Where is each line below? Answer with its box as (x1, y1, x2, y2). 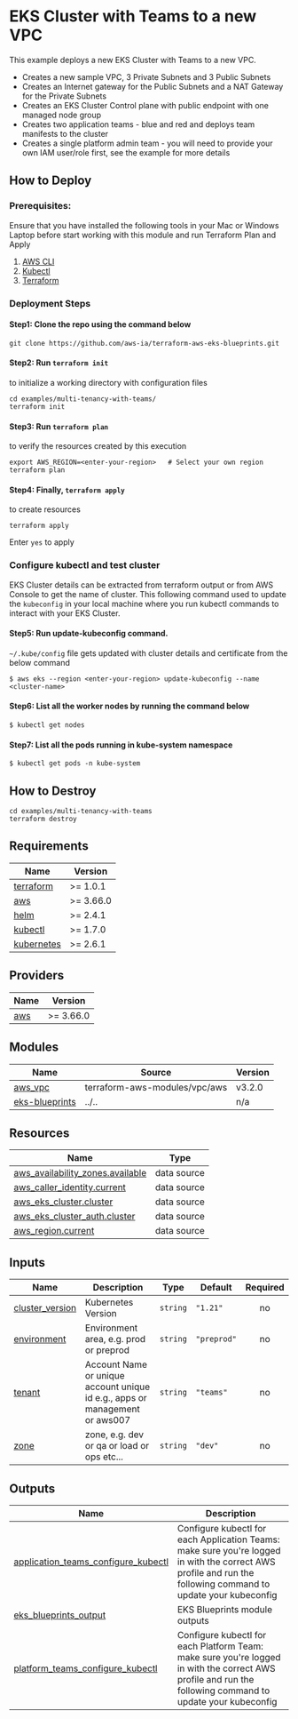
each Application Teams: (176, 1533, 280, 1546)
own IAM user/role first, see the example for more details (21, 147, 231, 157)
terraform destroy (9, 815, 77, 824)
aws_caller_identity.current (13, 1181, 127, 1194)
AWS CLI (21, 256, 55, 267)
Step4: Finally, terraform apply (9, 484, 126, 495)
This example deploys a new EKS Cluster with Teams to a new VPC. (9, 54, 257, 65)
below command (9, 657, 71, 668)
